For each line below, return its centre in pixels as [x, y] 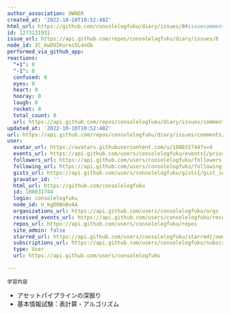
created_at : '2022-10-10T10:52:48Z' [59, 20]
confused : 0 [30, 77]
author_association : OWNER [46, 13]
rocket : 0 [27, 109]
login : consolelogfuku [46, 198]
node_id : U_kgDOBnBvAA [46, 205]
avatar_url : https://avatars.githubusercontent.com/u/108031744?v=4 [113, 147]
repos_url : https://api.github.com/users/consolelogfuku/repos [105, 224]
